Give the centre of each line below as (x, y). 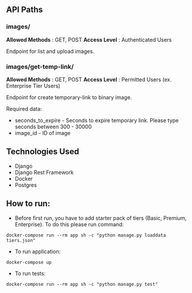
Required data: (24, 109)
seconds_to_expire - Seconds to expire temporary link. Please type (97, 120)
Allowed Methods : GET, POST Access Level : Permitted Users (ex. (89, 79)
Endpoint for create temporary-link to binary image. (69, 97)
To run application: (38, 251)
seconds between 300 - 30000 (53, 127)
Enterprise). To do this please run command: (69, 224)
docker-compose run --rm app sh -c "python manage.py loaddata (86, 235)
